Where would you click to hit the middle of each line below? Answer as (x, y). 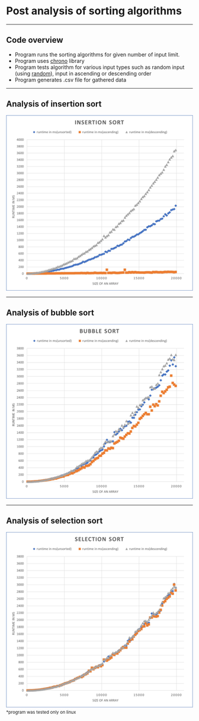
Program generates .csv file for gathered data (70, 80)
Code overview (35, 40)
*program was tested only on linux (41, 712)
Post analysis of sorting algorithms (94, 11)
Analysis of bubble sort (50, 313)
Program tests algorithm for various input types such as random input (99, 67)
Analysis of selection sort (54, 521)
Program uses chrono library (49, 61)
